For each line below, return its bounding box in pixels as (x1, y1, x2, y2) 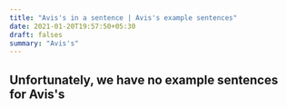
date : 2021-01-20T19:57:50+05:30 (9, 22, 136, 31)
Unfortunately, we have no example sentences (9, 72, 279, 87)
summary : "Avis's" (9, 38, 79, 48)
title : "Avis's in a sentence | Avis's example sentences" (9, 13, 238, 23)
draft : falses (9, 30, 64, 39)
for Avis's (9, 86, 65, 102)
